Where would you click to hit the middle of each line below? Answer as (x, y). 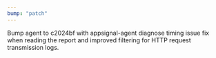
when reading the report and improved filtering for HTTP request (99, 40)
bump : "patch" (28, 13)
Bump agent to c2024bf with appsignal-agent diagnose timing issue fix (108, 33)
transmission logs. (33, 47)
